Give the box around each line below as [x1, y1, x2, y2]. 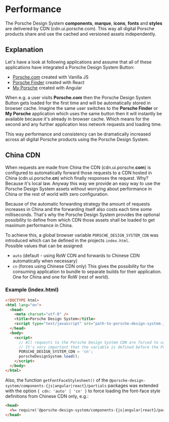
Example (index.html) [5, 286, 59, 293]
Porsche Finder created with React [12, 79, 84, 85]
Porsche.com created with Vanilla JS [12, 74, 89, 80]
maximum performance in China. [5, 222, 73, 228]
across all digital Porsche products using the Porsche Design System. [5, 136, 149, 142]
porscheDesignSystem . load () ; [18, 354, 80, 359]
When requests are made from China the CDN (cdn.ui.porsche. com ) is [5, 164, 151, 170]
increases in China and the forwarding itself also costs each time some [5, 206, 152, 212]
